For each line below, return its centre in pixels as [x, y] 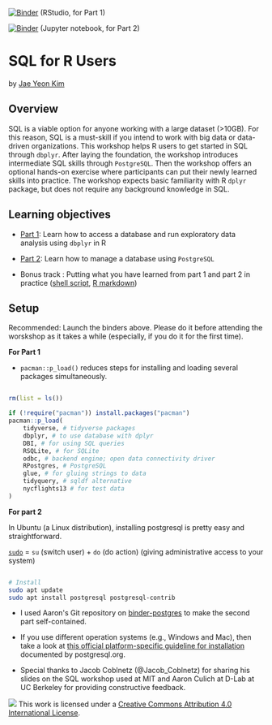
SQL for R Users [63, 61]
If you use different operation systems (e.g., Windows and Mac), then [136, 637]
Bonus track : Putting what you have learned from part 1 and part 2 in [135, 274]
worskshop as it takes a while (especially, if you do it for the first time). [126, 336]
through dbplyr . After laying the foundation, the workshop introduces [123, 154]
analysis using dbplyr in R [63, 243]
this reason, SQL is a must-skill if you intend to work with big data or [122, 137]
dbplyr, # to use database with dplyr [88, 436]
